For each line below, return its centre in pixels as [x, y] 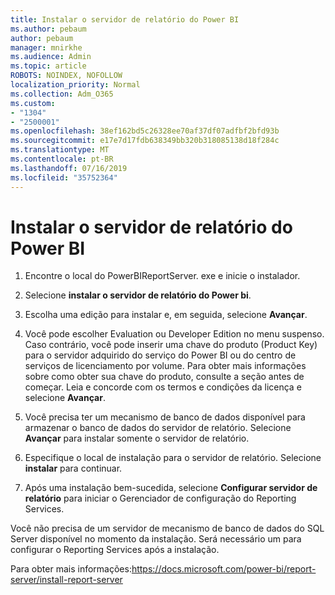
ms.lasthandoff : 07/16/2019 [69, 168]
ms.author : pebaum [48, 29]
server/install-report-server [66, 580]
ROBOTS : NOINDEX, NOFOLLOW [66, 76]
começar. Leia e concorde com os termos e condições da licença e [163, 387]
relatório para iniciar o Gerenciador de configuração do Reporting [160, 498]
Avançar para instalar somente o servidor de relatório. [137, 438]
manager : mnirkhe [46, 47]
